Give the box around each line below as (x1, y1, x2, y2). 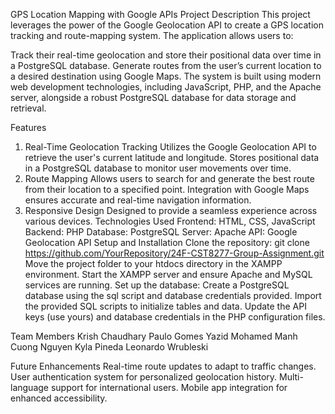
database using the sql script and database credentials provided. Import (24, 290, 322, 301)
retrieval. (10, 102, 47, 114)
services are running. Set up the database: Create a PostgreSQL (24, 279, 290, 291)
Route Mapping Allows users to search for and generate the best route (24, 173, 315, 184)
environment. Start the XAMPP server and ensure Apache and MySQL (24, 269, 313, 280)
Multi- (278, 371, 304, 383)
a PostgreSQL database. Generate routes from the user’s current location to (10, 60, 322, 71)
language (10, 382, 49, 393)
